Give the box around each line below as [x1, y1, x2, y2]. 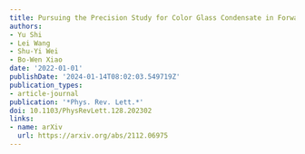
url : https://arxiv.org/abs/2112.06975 [17, 131, 169, 140]
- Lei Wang [9, 38, 51, 48]
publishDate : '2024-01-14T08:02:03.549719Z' [9, 72, 181, 82]
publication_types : [9, 81, 84, 90]
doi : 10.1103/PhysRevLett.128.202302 [9, 106, 152, 115]
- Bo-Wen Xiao [9, 55, 64, 64]
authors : [9, 22, 43, 31]
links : [9, 114, 34, 123]
